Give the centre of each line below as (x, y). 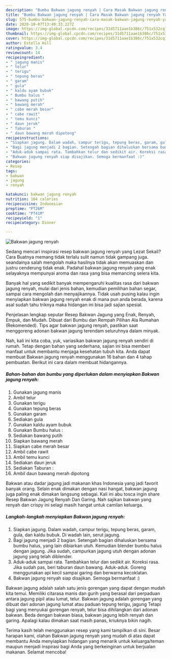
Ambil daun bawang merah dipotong (51, 474)
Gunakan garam (30, 414)
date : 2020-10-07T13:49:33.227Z (40, 24)
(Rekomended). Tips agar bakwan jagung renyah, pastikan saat (72, 325)
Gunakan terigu (29, 403)
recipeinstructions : (28, 138)
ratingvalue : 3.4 (24, 48)
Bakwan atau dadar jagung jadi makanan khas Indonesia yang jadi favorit (82, 483)
